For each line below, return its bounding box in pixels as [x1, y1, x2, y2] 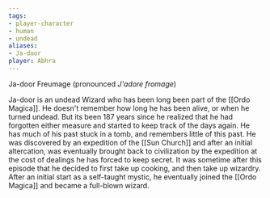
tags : [8, 11, 27, 20]
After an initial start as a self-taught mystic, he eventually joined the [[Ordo [8, 171, 257, 182]
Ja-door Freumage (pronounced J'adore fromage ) [8, 78, 176, 89]
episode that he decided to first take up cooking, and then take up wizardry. [8, 163, 261, 173]
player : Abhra [8, 57, 57, 65]
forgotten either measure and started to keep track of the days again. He [8, 120, 251, 130]
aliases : [8, 42, 38, 50]
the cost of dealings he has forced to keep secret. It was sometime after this [8, 154, 263, 164]
